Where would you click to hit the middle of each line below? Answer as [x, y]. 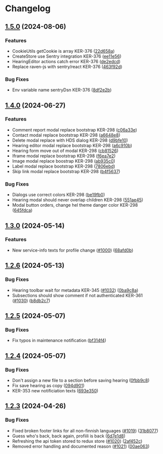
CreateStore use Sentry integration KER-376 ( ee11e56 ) [67, 56]
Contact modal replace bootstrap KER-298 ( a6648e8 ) [66, 135]
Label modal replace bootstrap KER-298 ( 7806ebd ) [64, 166]
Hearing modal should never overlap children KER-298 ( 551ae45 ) [78, 200]
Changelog [28, 9]
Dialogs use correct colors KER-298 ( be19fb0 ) [59, 195]
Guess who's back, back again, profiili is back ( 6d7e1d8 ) [69, 436]
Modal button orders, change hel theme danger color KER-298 [75, 205]
